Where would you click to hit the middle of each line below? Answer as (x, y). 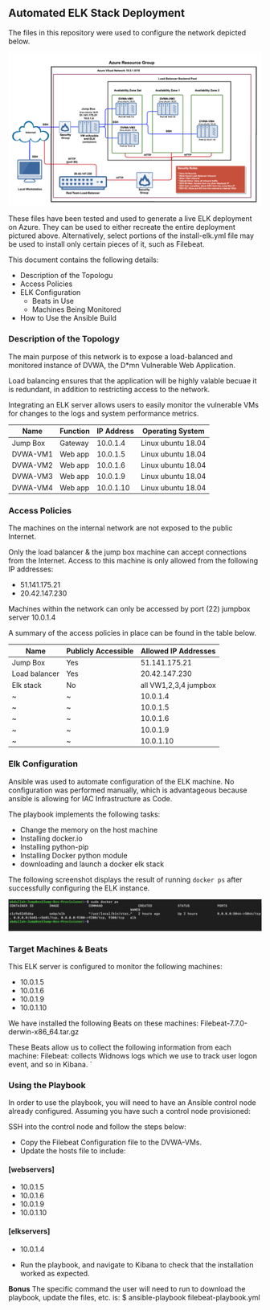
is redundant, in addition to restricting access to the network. (109, 389)
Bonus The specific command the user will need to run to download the (127, 1288)
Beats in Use (53, 301)
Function (75, 431)
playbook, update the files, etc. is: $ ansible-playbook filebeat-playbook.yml (134, 1297)
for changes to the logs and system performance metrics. (104, 413)
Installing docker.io (51, 838)
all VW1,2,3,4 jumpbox (178, 685)
